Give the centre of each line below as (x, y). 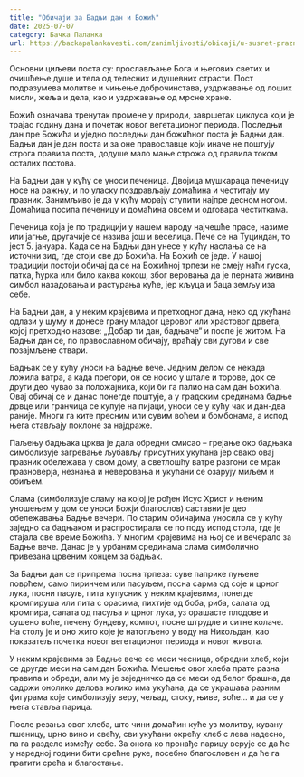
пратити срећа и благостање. (66, 763)
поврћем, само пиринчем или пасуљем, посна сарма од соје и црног (144, 583)
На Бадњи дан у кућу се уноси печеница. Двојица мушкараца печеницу (149, 181)
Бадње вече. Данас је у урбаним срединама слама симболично (134, 547)
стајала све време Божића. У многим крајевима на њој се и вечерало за (151, 537)
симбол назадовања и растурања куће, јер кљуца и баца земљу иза (142, 285)
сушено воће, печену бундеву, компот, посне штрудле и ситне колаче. (147, 622)
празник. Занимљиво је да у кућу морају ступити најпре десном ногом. (148, 200)
